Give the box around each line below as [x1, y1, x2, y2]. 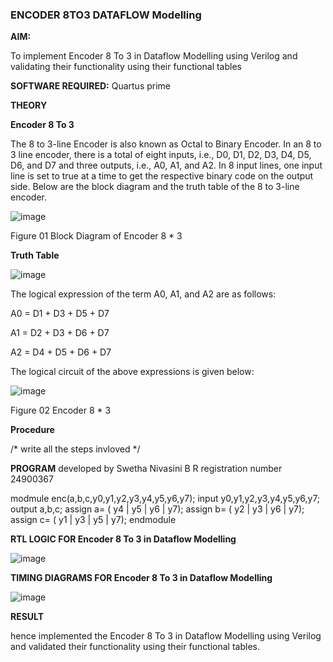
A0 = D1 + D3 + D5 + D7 [10, 308, 110, 320]
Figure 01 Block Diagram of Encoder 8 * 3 [10, 230, 183, 242]
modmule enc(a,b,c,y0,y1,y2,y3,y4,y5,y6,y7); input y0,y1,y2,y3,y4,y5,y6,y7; [10, 493, 321, 505]
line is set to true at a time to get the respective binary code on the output [10, 170, 314, 182]
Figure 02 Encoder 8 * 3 [10, 404, 112, 417]
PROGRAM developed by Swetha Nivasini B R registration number [10, 463, 283, 475]
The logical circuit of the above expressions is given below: [10, 366, 255, 378]
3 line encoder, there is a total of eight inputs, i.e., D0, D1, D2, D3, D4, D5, [10, 149, 312, 161]
